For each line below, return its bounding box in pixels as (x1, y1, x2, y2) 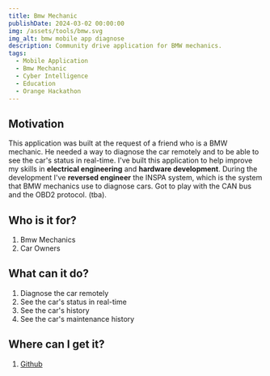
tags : (8, 49, 27, 57)
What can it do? (8, 267, 89, 281)
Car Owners (19, 243, 61, 253)
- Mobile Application (15, 57, 89, 65)
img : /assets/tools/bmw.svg (8, 27, 103, 35)
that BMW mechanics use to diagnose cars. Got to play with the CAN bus (8, 181, 252, 191)
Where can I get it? (8, 337, 105, 352)
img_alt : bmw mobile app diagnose (8, 34, 125, 43)
